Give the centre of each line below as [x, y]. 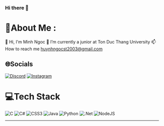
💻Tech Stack [33, 96]
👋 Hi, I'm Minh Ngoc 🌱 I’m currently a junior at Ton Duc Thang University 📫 [81, 42]
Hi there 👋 [17, 8]
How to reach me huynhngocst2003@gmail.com [54, 49]
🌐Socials [19, 64]
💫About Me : [31, 28]
